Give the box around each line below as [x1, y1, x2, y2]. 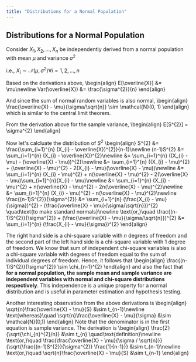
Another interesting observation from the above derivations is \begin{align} [6, 300, 187, 306]
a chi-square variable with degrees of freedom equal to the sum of [6, 251, 167, 258]
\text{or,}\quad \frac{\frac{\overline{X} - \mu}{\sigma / [6, 337, 138, 344]
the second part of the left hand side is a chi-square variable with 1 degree [6, 238, 186, 245]
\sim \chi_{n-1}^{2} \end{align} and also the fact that [57, 263, 183, 270]
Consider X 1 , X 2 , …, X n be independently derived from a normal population [6, 46, 184, 55]
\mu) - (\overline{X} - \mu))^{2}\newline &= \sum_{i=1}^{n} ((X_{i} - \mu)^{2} [6, 158, 190, 165]
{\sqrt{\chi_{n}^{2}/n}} [6, 331, 60, 337]
